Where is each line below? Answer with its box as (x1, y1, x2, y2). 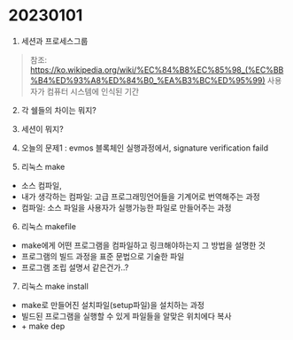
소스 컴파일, (20, 180, 63, 190)
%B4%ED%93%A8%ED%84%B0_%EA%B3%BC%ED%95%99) (29, 74, 266, 85)
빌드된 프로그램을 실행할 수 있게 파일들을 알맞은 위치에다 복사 (20, 311, 232, 321)
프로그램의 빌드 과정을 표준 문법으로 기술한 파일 (20, 251, 185, 261)
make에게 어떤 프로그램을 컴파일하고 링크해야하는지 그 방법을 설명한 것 (20, 240, 266, 251)
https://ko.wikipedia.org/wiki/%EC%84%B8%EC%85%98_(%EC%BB (29, 64, 284, 75)
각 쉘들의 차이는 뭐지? (20, 104, 96, 115)
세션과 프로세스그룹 (20, 35, 89, 46)
